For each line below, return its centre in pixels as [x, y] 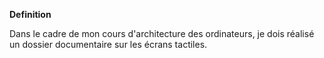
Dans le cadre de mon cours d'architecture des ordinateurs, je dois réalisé [162, 33]
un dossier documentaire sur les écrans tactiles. [108, 44]
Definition [30, 14]
